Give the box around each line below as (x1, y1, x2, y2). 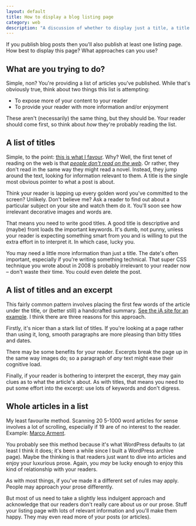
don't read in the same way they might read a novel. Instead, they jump (6, 166, 177, 173)
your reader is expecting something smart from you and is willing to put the (6, 232, 187, 239)
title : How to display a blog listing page (6, 14, 114, 20)
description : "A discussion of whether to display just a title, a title (6, 25, 190, 31)
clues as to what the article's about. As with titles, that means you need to (6, 378, 184, 385)
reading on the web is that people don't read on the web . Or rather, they (6, 159, 180, 167)
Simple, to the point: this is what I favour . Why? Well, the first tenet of (6, 153, 173, 160)
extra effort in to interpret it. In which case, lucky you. (6, 238, 136, 245)
